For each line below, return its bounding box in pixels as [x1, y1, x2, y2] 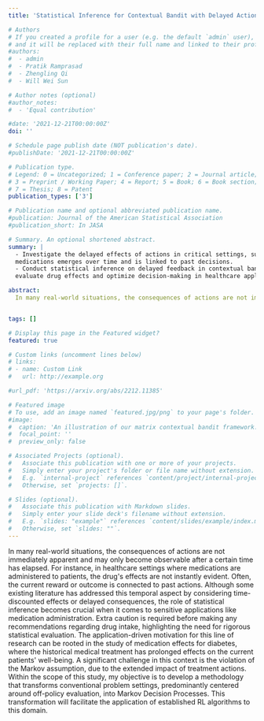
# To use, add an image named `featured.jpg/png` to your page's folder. [8, 408, 255, 416]
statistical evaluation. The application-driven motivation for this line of [8, 630, 234, 639]
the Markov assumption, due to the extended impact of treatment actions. [8, 663, 247, 673]
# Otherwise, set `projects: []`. [8, 481, 128, 489]
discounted [8, 596, 45, 606]
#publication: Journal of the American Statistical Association [8, 214, 223, 222]
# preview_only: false [8, 438, 86, 446]
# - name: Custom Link [8, 366, 82, 374]
